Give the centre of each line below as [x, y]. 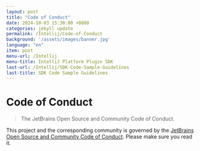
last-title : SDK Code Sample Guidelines [57, 73]
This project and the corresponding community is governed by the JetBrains [100, 130]
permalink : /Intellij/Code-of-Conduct [54, 34]
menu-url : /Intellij [32, 56]
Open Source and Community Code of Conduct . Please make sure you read [99, 137]
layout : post [22, 12]
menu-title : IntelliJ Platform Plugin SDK [60, 61]
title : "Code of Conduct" [38, 17]
